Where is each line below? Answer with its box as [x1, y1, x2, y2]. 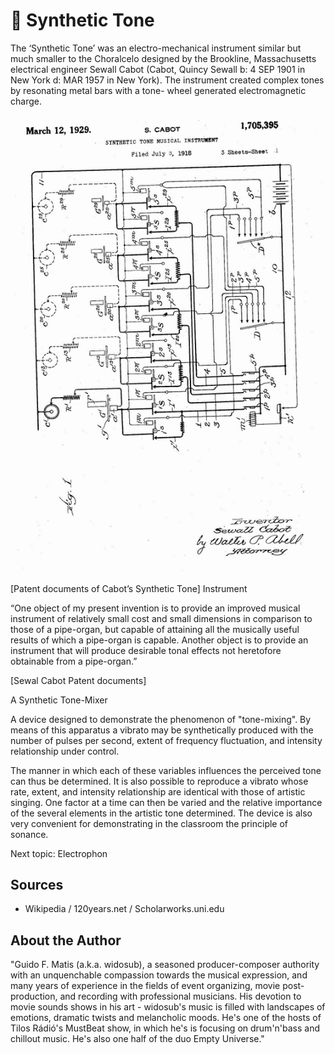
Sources [10, 877, 64, 894]
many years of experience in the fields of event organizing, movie [10, 980, 281, 992]
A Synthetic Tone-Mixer [10, 694, 108, 706]
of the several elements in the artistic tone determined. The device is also [10, 807, 313, 819]
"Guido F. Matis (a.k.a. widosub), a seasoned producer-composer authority [10, 959, 320, 971]
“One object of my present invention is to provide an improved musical [10, 602, 301, 614]
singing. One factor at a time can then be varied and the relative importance [10, 796, 323, 808]
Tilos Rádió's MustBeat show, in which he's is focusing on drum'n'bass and [10, 1022, 321, 1034]
